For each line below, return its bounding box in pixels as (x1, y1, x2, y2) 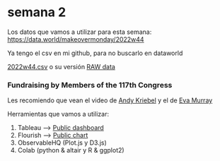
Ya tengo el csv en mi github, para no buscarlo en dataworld (7, 49, 183, 57)
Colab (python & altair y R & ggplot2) (17, 146, 125, 155)
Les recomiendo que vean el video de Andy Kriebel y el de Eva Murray (7, 96, 213, 105)
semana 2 (7, 4, 66, 20)
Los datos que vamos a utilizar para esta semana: (7, 28, 152, 36)
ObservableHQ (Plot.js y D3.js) (17, 138, 108, 147)
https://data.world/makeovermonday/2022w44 (7, 35, 144, 43)
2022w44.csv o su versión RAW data (7, 62, 115, 71)
